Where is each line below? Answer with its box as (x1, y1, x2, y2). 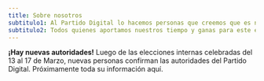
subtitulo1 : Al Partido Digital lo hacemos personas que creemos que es (8, 19, 251, 27)
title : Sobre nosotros (8, 11, 82, 20)
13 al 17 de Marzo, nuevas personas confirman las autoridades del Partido (8, 56, 247, 65)
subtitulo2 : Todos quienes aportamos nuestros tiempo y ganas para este (8, 26, 251, 34)
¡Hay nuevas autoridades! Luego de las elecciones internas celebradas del (8, 48, 253, 57)
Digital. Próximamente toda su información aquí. (8, 64, 163, 74)
